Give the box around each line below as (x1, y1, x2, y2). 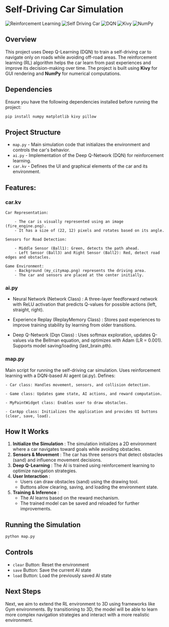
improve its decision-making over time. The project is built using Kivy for (5, 65, 158, 71)
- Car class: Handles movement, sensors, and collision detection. (5, 382, 151, 388)
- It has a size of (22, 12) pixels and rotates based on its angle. (14, 228, 165, 233)
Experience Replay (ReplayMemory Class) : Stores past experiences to (12, 317, 161, 323)
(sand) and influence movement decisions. (12, 457, 103, 463)
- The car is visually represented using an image (14, 219, 124, 224)
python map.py (5, 534, 36, 539)
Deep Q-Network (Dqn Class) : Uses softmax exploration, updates (12, 332, 151, 338)
